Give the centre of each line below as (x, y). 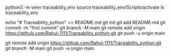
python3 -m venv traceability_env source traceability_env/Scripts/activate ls (85, 7)
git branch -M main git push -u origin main (50, 48)
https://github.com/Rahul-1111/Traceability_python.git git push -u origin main (85, 33)
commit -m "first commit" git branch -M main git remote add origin (75, 28)
